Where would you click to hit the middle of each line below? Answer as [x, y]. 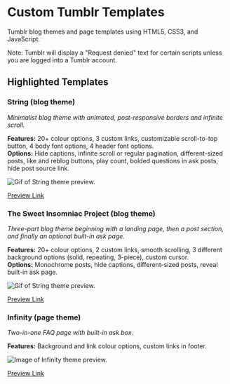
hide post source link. [39, 168]
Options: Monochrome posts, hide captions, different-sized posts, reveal [113, 264]
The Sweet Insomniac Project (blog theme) [81, 213]
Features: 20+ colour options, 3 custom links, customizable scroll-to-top [113, 138]
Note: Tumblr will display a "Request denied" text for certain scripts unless [115, 53]
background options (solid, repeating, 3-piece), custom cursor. [98, 257]
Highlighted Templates [58, 82]
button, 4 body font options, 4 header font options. [81, 146]
